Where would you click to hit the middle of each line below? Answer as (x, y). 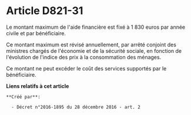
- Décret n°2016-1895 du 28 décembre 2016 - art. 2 (76, 107)
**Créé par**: (24, 97)
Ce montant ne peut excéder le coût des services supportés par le (86, 68)
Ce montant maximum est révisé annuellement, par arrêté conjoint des (91, 45)
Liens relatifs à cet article (38, 86)
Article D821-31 (45, 11)
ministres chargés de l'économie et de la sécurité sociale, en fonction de (94, 50)
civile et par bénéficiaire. (36, 33)
